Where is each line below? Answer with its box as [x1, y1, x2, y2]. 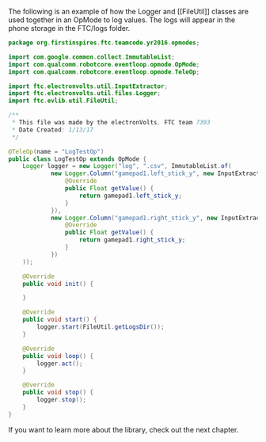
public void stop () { [22, 388, 93, 397]
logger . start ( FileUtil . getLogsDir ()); [36, 323, 165, 331]
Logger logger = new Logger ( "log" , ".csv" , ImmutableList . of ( [22, 162, 232, 170]
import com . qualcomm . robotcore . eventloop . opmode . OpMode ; [8, 60, 200, 68]
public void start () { [22, 316, 97, 324]
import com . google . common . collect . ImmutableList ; [8, 53, 176, 61]
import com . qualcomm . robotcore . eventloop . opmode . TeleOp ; [8, 67, 200, 76]
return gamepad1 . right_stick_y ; [78, 236, 186, 244]
